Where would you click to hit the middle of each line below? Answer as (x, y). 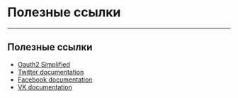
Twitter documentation (51, 72)
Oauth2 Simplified (44, 64)
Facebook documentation (55, 80)
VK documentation (45, 87)
